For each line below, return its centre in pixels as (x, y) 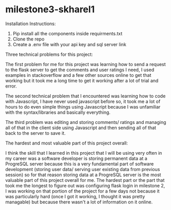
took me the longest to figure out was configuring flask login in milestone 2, (85, 185)
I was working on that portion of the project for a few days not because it (83, 191)
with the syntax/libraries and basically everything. (58, 112)
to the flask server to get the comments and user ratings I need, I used (80, 70)
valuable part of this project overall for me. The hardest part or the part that (85, 180)
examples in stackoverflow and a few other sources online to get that (78, 75)
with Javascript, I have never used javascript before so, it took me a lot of (83, 101)
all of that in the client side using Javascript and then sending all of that (81, 128)
